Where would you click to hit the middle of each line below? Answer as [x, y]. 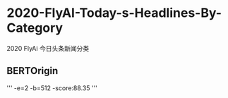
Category [35, 28]
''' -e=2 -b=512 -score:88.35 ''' [52, 88]
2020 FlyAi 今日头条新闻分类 [48, 48]
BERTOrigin [32, 71]
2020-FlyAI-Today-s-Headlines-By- [114, 13]
